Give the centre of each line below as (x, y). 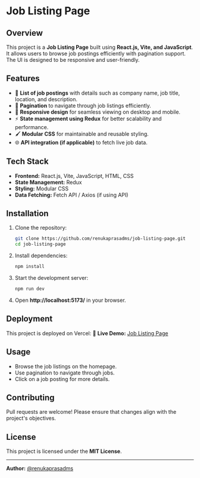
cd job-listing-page (40, 244)
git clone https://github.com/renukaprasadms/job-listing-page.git (100, 239)
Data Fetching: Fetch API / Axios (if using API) (71, 195)
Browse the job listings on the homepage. (66, 366)
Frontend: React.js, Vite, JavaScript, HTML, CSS (74, 176)
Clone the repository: (41, 228)
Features (23, 79)
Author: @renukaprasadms (40, 468)
